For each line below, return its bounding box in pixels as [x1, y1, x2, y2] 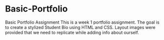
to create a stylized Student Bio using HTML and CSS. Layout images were [5, 24, 156, 30]
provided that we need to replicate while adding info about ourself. [5, 29, 140, 35]
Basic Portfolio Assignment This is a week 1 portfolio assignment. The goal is [5, 19, 160, 25]
